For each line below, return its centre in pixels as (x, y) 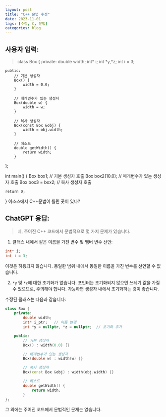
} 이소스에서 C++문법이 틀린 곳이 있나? (43, 201)
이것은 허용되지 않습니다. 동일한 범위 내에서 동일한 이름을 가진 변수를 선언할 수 (81, 266)
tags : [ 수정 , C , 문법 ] (27, 23)
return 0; (15, 191)
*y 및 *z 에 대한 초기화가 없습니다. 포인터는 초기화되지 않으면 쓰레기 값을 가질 (86, 282)
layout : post (19, 10)
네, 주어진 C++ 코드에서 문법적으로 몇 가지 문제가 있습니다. (74, 231)
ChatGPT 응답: (27, 218)
